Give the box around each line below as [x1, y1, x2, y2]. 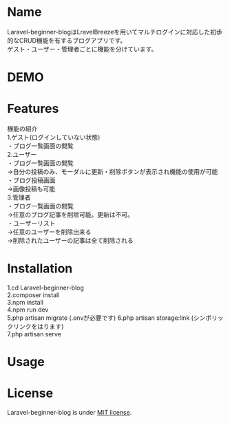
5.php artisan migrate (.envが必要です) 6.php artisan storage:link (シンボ [7, 314, 212, 322]
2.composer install [7, 291, 60, 299]
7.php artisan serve [7, 330, 62, 338]
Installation [7, 261, 73, 276]
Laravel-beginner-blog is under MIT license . [7, 409, 132, 417]
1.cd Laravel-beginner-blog [7, 283, 85, 292]
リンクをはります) [12, 323, 64, 330]
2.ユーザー [7, 151, 37, 159]
